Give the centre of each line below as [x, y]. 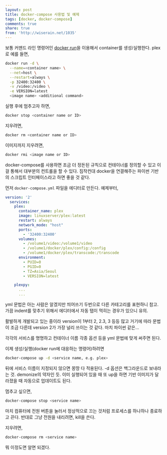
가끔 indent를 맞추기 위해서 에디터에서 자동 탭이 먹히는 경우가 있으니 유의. [77, 310]
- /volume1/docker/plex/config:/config [65, 248]
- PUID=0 [32, 262]
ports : [25, 230]
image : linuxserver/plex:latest [52, 216]
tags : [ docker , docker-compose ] [39, 19]
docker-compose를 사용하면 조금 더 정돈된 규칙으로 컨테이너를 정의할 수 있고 [81, 164]
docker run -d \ [22, 63]
